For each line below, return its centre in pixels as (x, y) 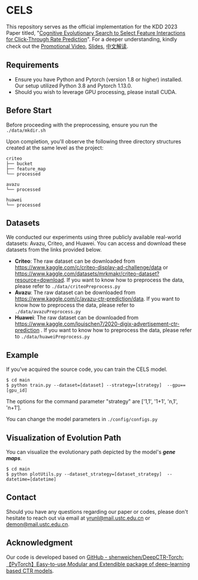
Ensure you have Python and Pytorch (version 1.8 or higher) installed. (98, 79)
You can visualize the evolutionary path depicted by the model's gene (91, 452)
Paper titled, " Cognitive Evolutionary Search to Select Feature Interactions (96, 32)
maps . (14, 458)
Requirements (32, 65)
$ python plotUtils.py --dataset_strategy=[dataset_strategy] (84, 474)
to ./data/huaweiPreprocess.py (52, 337)
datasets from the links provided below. (54, 250)
